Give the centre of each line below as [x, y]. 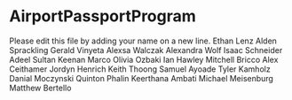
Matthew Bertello [40, 88]
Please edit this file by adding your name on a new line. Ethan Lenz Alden [143, 41]
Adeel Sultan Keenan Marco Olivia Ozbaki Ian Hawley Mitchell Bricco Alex [144, 59]
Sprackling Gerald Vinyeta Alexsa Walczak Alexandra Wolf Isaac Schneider [146, 50]
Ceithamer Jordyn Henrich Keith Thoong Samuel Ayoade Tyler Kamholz [140, 69]
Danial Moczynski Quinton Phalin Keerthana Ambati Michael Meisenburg [141, 78]
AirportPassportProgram [103, 16]
